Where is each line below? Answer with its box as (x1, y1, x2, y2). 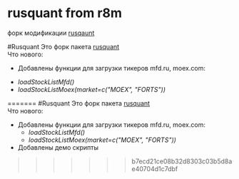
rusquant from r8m (7, 5, 123, 21)
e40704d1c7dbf (131, 164, 178, 173)
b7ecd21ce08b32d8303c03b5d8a (131, 157, 233, 165)
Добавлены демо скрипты (17, 143, 98, 151)
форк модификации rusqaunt (7, 29, 95, 37)
